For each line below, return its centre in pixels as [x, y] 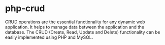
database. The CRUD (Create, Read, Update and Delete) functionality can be [83, 32]
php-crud [25, 8]
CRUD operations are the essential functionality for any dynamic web [75, 22]
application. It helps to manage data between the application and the [75, 27]
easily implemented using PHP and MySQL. [49, 37]
